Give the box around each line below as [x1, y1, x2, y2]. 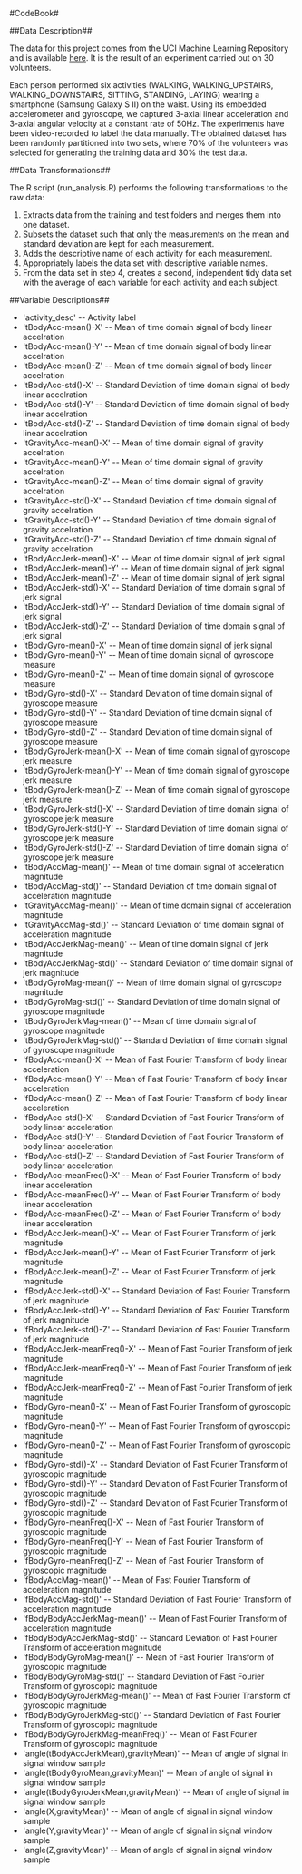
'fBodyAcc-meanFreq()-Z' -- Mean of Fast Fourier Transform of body [22, 1208, 281, 1219]
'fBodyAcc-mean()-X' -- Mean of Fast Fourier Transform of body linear [22, 1054, 287, 1065]
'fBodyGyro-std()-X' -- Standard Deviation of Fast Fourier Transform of [22, 1459, 288, 1469]
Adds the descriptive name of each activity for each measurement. [22, 249, 273, 259]
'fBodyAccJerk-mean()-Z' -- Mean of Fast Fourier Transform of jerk [22, 1266, 277, 1277]
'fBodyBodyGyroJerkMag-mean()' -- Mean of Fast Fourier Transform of [22, 1691, 292, 1701]
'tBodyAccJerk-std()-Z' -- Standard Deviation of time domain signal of [22, 620, 286, 631]
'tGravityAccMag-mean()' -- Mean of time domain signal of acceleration [22, 900, 292, 911]
